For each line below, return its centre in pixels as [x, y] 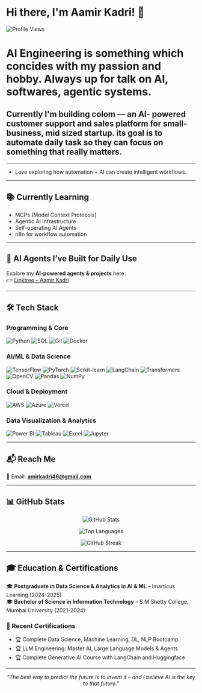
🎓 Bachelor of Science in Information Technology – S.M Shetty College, [98, 601]
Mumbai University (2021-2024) [46, 610]
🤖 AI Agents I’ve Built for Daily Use [72, 259]
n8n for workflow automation [51, 234]
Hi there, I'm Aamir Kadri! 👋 [75, 12]
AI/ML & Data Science [38, 356]
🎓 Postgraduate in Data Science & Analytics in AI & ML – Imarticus [91, 586]
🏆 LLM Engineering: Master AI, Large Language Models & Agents [96, 648]
